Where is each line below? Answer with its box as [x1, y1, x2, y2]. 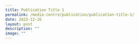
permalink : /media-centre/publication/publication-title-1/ [5, 12, 135, 17]
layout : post [5, 21, 33, 27]
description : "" [5, 26, 39, 31]
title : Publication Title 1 [5, 7, 65, 13]
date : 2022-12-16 [5, 17, 42, 22]
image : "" [5, 31, 26, 36]
